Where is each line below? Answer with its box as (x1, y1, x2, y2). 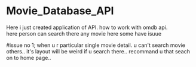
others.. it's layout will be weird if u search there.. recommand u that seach (6, 47, 190, 55)
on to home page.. (6, 54, 51, 61)
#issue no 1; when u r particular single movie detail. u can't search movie (6, 42, 185, 49)
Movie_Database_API (6, 4, 114, 18)
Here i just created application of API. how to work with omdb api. (6, 24, 168, 31)
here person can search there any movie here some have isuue (6, 30, 162, 37)
